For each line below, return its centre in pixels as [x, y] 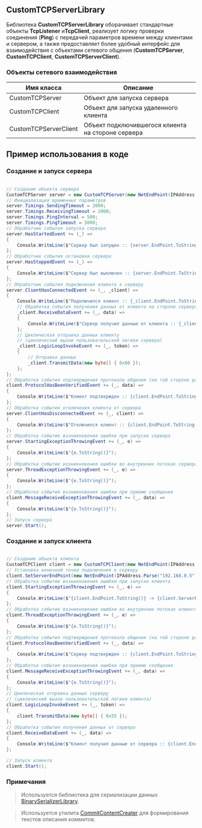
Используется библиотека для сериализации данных [89, 795]
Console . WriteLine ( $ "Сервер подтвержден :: [72, 654]
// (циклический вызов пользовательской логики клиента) [79, 699]
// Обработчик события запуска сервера [56, 228]
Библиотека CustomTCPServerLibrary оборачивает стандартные [90, 24]
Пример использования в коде [68, 154]
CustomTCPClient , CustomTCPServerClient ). [64, 56]
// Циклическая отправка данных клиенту [68, 335]
